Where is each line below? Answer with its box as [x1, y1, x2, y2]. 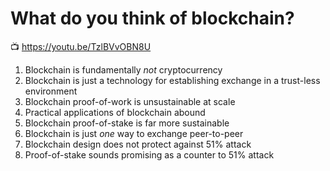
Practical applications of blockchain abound [24, 106, 206, 118]
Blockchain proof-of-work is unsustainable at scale [24, 95, 236, 107]
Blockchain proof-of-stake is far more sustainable [24, 117, 230, 129]
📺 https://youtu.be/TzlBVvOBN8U [10, 40, 152, 52]
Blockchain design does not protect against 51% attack [24, 138, 252, 150]
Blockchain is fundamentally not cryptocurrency [24, 63, 223, 76]
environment [24, 85, 78, 97]
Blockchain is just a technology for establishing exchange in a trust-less [24, 74, 321, 86]
